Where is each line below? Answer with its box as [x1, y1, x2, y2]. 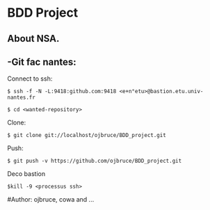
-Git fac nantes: [7, 56, 76, 67]
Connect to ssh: [7, 74, 53, 83]
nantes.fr [7, 94, 36, 102]
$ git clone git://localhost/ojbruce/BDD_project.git [7, 132, 167, 139]
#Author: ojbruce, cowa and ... [7, 195, 95, 204]
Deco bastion [7, 170, 46, 178]
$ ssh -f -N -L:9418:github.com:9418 [7, 88, 117, 95]
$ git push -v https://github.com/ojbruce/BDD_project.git [7, 158, 182, 165]
